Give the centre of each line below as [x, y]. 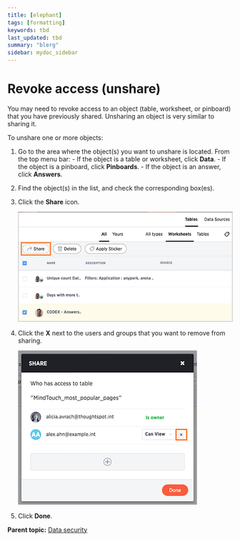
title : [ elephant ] [35, 15]
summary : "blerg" [33, 45]
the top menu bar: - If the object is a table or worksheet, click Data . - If [122, 159]
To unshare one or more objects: [55, 137]
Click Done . [35, 516]
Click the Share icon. [49, 202]
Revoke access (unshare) [84, 89]
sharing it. [22, 123]
